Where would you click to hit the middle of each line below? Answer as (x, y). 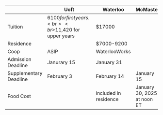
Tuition (15, 27)
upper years (61, 36)
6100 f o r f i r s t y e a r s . (68, 18)
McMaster (148, 9)
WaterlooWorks (113, 51)
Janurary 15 (61, 62)
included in (108, 93)
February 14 (110, 76)
